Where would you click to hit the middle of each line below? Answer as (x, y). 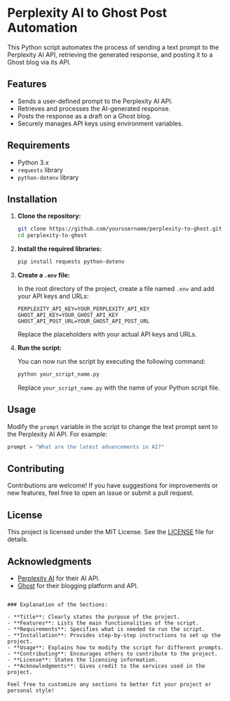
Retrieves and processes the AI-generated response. (94, 108)
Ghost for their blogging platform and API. (78, 586)
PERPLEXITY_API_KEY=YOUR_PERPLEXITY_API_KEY (83, 309)
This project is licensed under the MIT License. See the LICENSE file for (111, 532)
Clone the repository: (49, 216)
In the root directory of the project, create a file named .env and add (116, 288)
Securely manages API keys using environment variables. (100, 123)
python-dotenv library (48, 177)
